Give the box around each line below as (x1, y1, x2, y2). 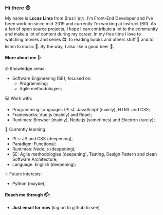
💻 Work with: (5, 95, 33, 101)
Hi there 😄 (5, 4, 31, 11)
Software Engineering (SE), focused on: (12, 75, 91, 81)
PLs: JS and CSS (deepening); (12, 135, 73, 141)
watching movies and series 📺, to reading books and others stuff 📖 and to (5, 36, 154, 43)
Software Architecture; (12, 156, 58, 162)
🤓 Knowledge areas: (5, 66, 46, 71)
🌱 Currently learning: (5, 126, 47, 132)
